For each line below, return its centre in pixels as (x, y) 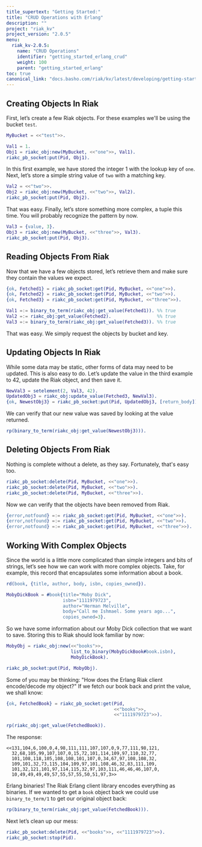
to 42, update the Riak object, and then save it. (64, 380)
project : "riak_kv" (31, 29)
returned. (18, 420)
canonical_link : (26, 79)
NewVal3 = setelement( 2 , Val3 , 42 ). (52, 391)
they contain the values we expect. (50, 277)
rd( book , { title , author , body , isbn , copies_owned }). (76, 584)
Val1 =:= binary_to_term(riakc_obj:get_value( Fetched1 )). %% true (91, 311)
